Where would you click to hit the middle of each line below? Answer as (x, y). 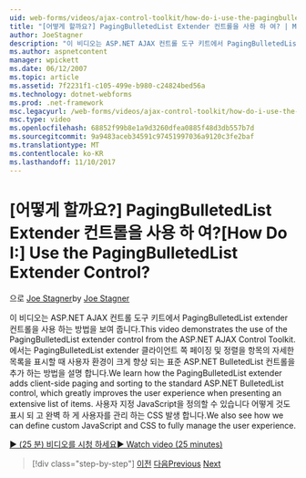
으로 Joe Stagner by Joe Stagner (70, 298)
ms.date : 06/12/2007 (49, 69)
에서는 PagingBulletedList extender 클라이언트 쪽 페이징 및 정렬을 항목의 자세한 (152, 350)
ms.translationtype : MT (55, 145)
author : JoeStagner (46, 35)
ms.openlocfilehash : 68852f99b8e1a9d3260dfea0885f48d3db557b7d (132, 129)
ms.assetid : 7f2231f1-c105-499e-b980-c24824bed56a (107, 86)
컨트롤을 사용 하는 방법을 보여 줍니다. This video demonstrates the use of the (149, 329)
